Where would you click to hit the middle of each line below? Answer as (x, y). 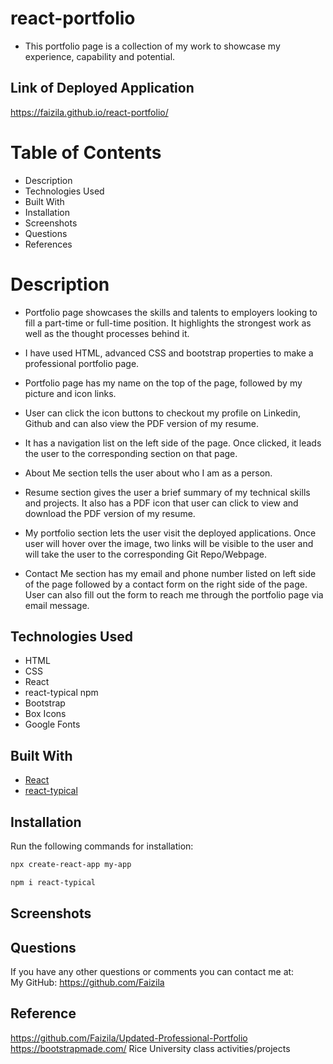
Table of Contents (86, 152)
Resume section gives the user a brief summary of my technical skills (167, 492)
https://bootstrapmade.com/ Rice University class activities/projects (150, 1048)
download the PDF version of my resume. (110, 513)
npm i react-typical (53, 882)
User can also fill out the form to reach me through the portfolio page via (174, 594)
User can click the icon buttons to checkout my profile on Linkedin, (163, 413)
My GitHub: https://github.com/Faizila (87, 983)
